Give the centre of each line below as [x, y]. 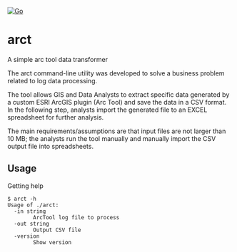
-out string [32, 224]
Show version [52, 242]
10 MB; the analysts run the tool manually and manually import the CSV [112, 138]
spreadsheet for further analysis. [56, 117]
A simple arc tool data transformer [58, 59]
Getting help [26, 186]
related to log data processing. [52, 80]
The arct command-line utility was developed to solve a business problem [116, 73]
